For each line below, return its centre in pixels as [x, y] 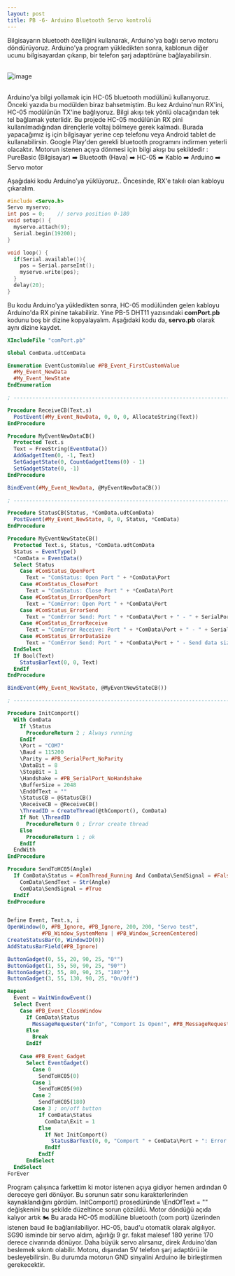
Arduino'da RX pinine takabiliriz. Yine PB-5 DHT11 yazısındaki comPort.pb [114, 312]
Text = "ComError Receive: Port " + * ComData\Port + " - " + [117, 630]
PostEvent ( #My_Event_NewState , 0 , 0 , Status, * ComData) [97, 520]
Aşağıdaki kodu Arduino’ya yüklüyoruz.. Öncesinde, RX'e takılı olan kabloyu [116, 181]
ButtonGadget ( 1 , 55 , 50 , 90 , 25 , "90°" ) [67, 966]
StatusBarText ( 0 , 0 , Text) [59, 663]
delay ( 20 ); [29, 285]
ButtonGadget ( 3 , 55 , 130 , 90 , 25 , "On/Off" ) [73, 979]
